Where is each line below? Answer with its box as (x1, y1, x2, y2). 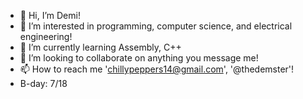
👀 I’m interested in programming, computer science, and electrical (19, 20, 293, 32)
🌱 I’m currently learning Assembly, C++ (19, 41, 182, 53)
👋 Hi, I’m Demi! (19, 10, 81, 21)
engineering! (19, 31, 73, 42)
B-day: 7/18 (19, 78, 68, 89)
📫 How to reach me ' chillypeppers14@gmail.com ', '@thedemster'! (19, 63, 295, 75)
